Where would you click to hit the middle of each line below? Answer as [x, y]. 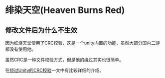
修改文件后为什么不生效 [41, 30]
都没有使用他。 [20, 49]
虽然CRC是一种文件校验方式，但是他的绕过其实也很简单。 [64, 60]
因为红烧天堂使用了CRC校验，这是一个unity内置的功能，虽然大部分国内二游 [83, 43]
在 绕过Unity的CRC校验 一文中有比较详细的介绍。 [55, 70]
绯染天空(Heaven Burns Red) [65, 10]
